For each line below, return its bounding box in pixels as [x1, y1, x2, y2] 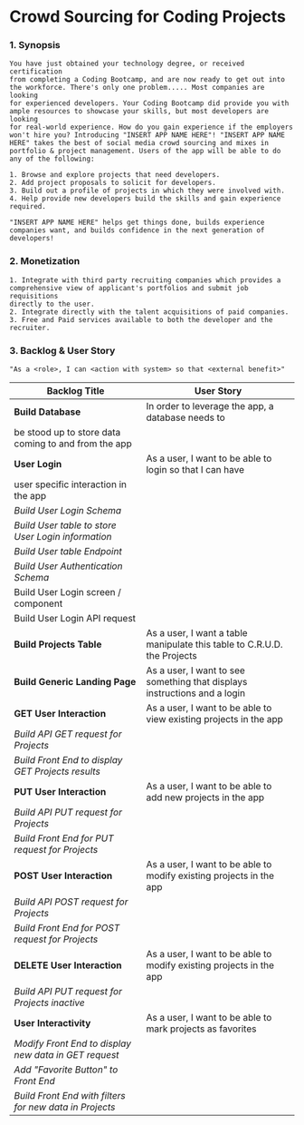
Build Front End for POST [14, 922, 120, 934]
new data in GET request [14, 1049, 119, 1061]
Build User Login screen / [14, 586, 122, 599]
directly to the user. [9, 299, 95, 308]
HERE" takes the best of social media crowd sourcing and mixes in [9, 139, 270, 148]
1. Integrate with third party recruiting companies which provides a [9, 275, 281, 285]
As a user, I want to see [146, 664, 246, 677]
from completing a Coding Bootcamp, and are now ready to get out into [9, 75, 285, 84]
